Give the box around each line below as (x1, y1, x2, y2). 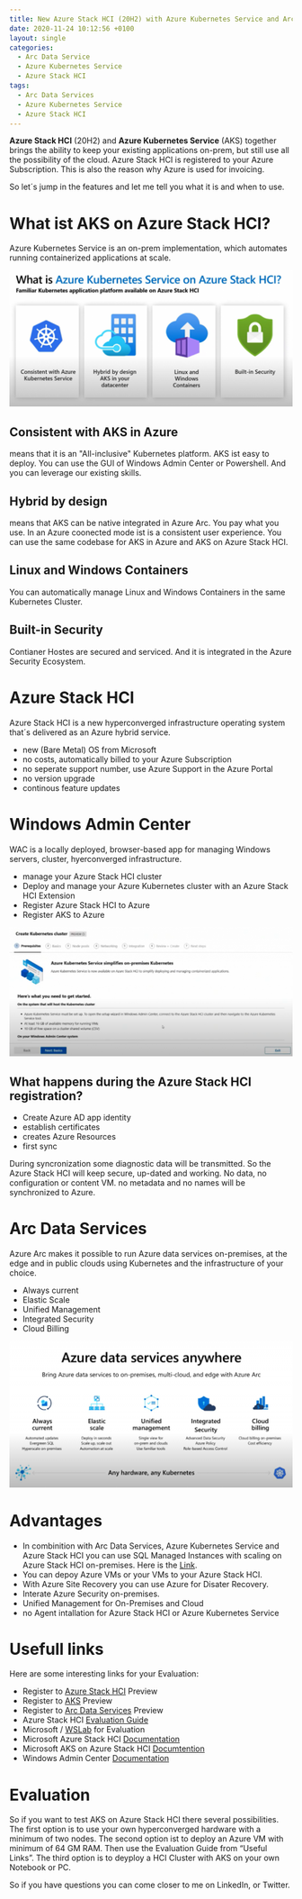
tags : (9, 81, 30, 90)
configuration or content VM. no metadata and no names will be (9, 1177, 245, 1188)
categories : (9, 43, 54, 52)
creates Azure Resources (22, 1131, 117, 1142)
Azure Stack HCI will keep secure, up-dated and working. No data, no (9, 1168, 267, 1179)
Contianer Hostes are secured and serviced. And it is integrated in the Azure (9, 646, 292, 657)
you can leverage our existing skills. (9, 468, 142, 478)
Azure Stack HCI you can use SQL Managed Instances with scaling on (22, 1549, 282, 1560)
